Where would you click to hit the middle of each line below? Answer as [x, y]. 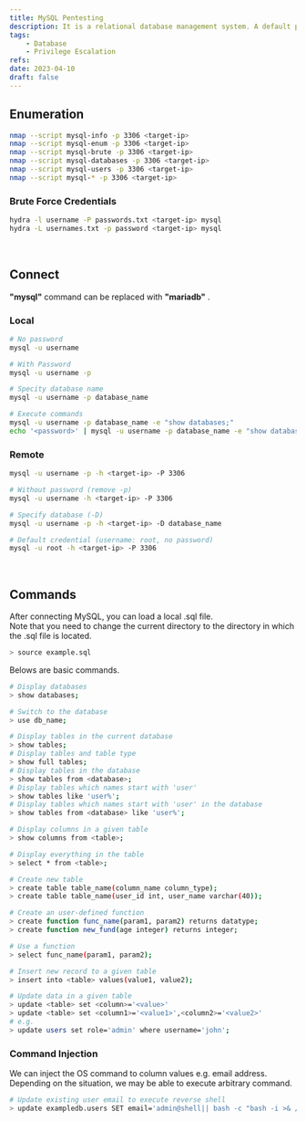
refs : [20, 60]
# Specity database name [56, 389]
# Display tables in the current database [91, 737]
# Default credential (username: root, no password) [112, 540]
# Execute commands [46, 414]
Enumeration [47, 115]
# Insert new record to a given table [83, 971]
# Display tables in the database [75, 771]
